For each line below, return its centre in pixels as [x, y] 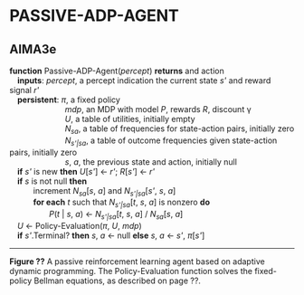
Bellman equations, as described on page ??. [118, 281]
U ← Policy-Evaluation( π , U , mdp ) [80, 225]
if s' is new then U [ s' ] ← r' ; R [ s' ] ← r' [86, 171]
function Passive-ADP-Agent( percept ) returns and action [117, 71]
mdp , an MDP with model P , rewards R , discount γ [158, 109]
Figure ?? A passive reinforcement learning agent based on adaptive [137, 261]
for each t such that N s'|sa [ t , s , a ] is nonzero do [122, 203]
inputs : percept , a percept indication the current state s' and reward [144, 81]
